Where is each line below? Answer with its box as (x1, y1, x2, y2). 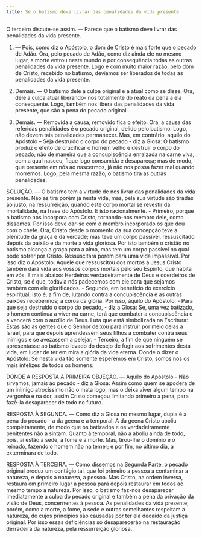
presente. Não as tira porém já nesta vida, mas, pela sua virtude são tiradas (6, 194, 194, 201)
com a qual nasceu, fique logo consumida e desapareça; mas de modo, (14, 157, 193, 164)
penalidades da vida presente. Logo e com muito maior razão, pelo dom (14, 63, 194, 70)
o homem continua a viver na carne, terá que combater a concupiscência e (6, 310, 193, 317)
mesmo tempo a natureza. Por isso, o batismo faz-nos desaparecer (6, 486, 174, 493)
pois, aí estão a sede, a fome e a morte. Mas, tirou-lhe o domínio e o (6, 436, 175, 443)
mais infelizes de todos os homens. (6, 361, 94, 369)
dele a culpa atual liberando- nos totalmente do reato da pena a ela (14, 94, 182, 101)
